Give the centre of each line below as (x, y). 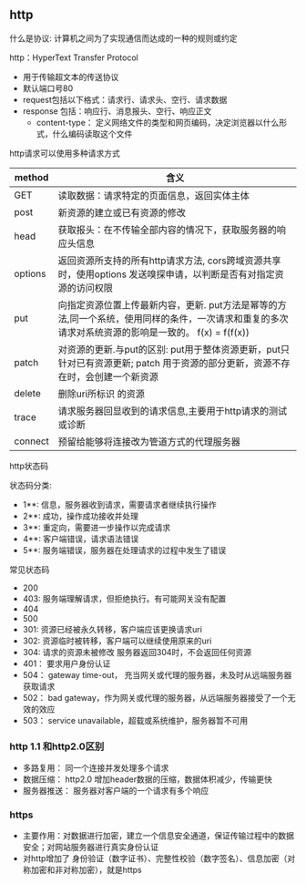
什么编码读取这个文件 (92, 134)
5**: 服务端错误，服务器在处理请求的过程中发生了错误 (124, 550)
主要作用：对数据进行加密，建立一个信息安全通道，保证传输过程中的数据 (158, 836)
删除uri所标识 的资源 (102, 394)
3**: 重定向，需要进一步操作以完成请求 (97, 527)
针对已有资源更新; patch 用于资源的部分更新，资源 (165, 363)
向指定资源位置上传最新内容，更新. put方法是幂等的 (168, 304)
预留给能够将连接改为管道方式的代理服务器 (149, 441)
